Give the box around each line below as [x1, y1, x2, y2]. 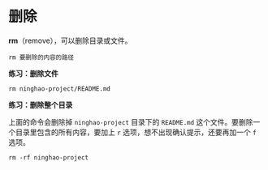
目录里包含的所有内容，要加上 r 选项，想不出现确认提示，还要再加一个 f [15, 127, 257, 137]
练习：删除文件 [8, 68, 58, 78]
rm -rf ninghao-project [8, 153, 89, 162]
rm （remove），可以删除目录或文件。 [8, 36, 132, 45]
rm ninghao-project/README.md [8, 84, 111, 93]
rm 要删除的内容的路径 [8, 53, 75, 62]
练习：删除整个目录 [8, 100, 73, 109]
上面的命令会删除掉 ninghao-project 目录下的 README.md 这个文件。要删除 [8, 117, 253, 126]
